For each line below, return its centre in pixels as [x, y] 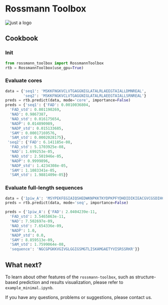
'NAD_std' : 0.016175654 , [35, 119]
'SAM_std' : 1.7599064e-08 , [38, 245]
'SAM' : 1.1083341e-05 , [33, 170]
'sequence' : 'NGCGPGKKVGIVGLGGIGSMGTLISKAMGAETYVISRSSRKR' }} [75, 249]
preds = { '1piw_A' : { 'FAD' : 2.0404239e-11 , [51, 212]
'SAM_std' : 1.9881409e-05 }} [39, 175]
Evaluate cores [24, 81]
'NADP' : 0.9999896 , [30, 161]
